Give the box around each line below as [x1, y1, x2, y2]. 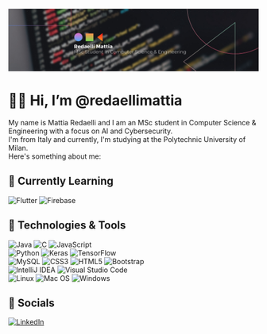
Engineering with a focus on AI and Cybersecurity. [8, 126, 173, 136]
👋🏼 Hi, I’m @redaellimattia [8, 92, 183, 109]
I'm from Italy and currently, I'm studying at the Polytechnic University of [8, 134, 246, 144]
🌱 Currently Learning [8, 175, 114, 188]
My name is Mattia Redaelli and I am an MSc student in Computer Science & [8, 117, 257, 127]
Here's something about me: [8, 152, 102, 161]
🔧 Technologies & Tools [8, 219, 126, 232]
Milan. [8, 143, 29, 152]
